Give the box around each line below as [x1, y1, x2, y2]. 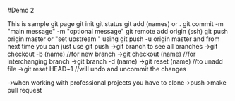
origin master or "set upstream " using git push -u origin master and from [7, 35, 220, 43]
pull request [7, 86, 42, 94]
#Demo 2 [7, 6, 35, 14]
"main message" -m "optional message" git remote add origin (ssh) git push [7, 28, 228, 35]
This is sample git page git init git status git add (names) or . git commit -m [7, 20, 224, 28]
